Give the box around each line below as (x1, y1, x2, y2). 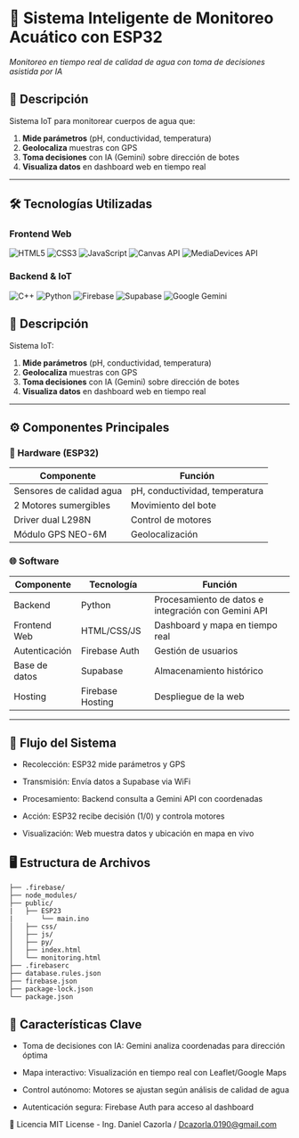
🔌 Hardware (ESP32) (9, 446, 100, 458)
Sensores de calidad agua (13, 485, 123, 498)
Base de (13, 659, 48, 672)
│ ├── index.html (9, 945, 82, 955)
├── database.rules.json (9, 969, 101, 978)
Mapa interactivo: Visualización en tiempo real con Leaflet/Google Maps (21, 1067, 287, 1077)
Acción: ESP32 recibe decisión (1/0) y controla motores (21, 811, 225, 821)
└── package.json (9, 993, 74, 1002)
